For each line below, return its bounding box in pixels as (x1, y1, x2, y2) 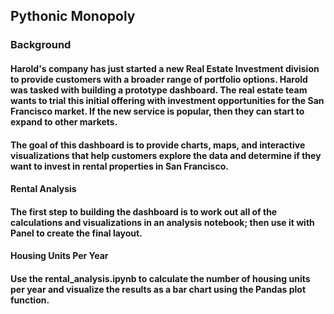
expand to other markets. (10, 115, 118, 128)
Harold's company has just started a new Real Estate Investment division (10, 62, 320, 74)
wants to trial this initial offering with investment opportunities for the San (10, 94, 325, 106)
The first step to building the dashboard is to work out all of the (10, 205, 278, 218)
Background (10, 38, 72, 52)
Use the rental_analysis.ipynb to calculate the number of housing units (10, 272, 311, 284)
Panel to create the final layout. (10, 227, 143, 239)
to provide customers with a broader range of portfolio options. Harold (10, 73, 308, 85)
